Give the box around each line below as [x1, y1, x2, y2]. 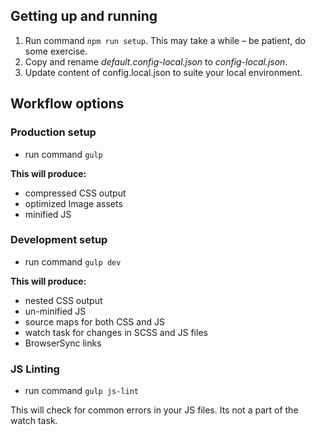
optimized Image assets [24, 197, 123, 209]
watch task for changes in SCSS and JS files [24, 326, 208, 338]
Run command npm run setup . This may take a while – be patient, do [24, 34, 307, 46]
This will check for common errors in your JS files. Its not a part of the [10, 404, 299, 416]
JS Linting [10, 362, 60, 376]
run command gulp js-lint [24, 385, 140, 397]
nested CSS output [24, 294, 103, 306]
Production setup [10, 125, 97, 139]
